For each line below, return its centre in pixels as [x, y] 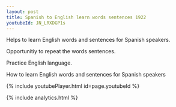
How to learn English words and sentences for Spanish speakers [86, 75]
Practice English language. [39, 63]
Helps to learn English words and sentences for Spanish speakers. [88, 40]
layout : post [23, 12]
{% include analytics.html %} [42, 98]
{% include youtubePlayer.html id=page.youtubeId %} [73, 86]
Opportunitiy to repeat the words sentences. [61, 51]
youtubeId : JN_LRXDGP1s [36, 23]
